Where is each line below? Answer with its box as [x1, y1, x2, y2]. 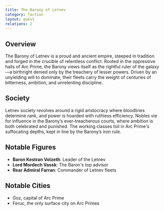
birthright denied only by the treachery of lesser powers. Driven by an [13, 69, 157, 75]
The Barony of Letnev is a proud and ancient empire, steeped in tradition [5, 53, 155, 59]
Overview [5, 39, 36, 48]
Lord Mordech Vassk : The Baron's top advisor [12, 161, 108, 167]
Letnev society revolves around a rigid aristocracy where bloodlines [5, 107, 145, 113]
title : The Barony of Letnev [5, 7, 66, 12]
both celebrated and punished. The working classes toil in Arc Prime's [5, 123, 150, 129]
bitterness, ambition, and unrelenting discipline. [5, 79, 103, 85]
